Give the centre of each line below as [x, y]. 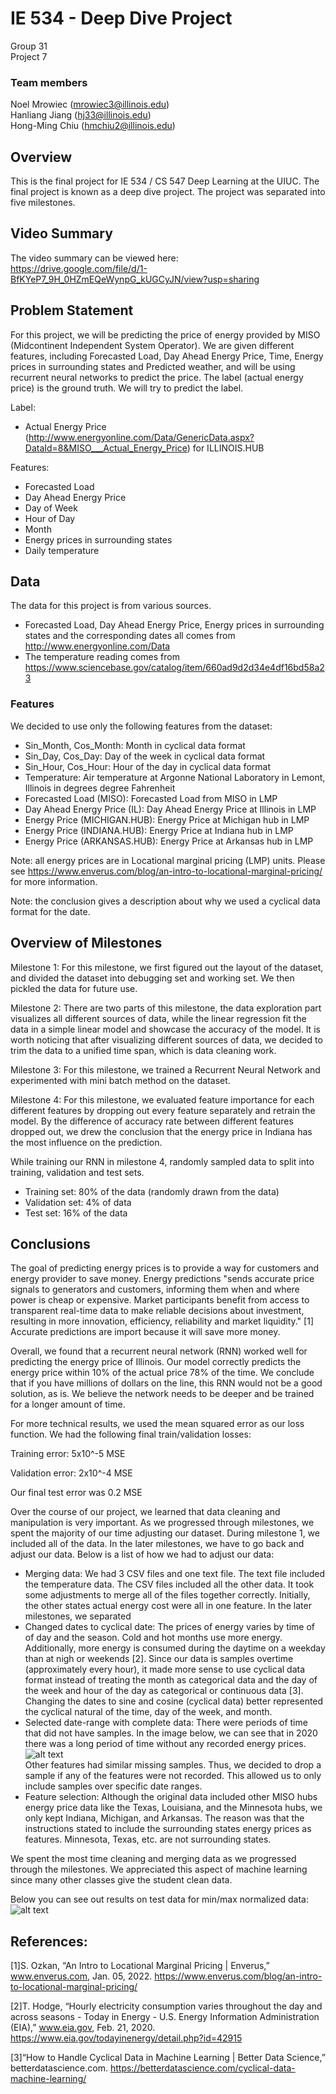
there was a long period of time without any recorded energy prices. [165, 1744]
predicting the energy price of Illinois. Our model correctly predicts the [156, 1362]
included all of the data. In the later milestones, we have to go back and [157, 1544]
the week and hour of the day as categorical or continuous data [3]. [164, 1691]
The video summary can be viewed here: [94, 258]
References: [49, 1941]
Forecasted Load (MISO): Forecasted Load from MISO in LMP [151, 798]
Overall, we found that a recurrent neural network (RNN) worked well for [159, 1351]
